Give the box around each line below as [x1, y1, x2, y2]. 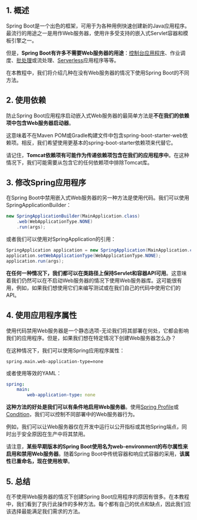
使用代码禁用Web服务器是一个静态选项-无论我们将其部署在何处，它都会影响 [6, 327, 189, 334]
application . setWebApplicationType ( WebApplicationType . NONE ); [6, 253, 161, 259]
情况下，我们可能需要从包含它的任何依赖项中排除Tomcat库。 [6, 159, 153, 166]
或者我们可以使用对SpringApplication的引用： [6, 236, 116, 243]
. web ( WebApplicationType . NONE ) [16, 219, 93, 225]
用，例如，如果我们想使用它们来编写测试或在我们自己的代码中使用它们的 [6, 284, 181, 291]
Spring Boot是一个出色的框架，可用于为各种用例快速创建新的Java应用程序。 [6, 22, 190, 29]
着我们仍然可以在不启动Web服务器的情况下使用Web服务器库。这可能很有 [6, 277, 182, 284]
